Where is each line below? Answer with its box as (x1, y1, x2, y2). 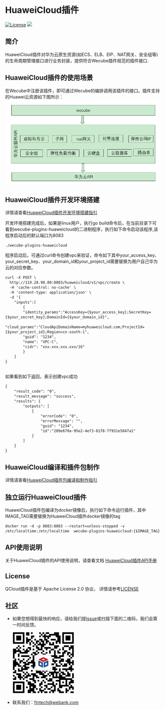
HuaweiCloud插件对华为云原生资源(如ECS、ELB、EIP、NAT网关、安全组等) (5, 51, 158, 57)
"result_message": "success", (14, 394, 77, 399)
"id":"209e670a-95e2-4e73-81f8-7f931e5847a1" (40, 428, 136, 433)
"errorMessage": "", (40, 419, 83, 424)
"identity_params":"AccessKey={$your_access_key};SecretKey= (23, 310, 152, 315)
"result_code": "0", (14, 389, 56, 394)
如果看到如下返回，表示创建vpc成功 (5, 374, 78, 379)
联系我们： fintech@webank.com (12, 700, 79, 706)
